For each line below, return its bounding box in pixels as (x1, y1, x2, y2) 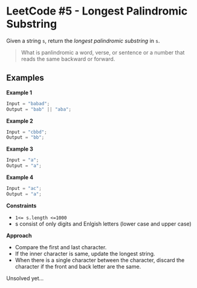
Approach (6, 232, 32, 239)
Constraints (6, 201, 37, 209)
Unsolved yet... (6, 274, 44, 282)
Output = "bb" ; (6, 134, 45, 140)
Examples (6, 73, 44, 83)
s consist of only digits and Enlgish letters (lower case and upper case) (15, 220, 192, 227)
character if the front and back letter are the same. (15, 263, 141, 270)
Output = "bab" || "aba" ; (6, 106, 71, 113)
